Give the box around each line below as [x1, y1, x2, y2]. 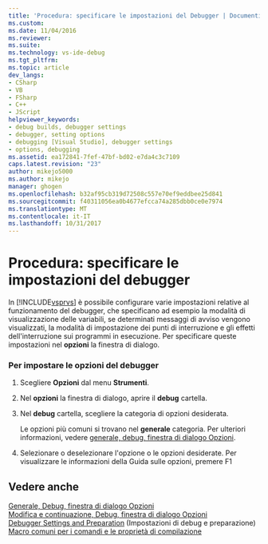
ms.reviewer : [8, 34, 52, 42]
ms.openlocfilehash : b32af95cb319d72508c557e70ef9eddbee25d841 [8, 189, 223, 198]
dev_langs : [8, 71, 45, 79]
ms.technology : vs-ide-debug [8, 49, 105, 57]
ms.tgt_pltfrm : [8, 57, 59, 65]
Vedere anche [8, 480, 80, 494]
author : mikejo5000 [8, 168, 73, 176]
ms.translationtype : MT [8, 204, 88, 212]
